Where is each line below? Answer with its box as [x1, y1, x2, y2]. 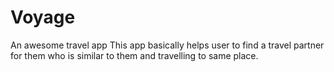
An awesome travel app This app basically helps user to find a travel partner [10, 39, 325, 51]
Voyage [10, 6, 76, 29]
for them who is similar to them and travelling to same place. [10, 49, 259, 61]
